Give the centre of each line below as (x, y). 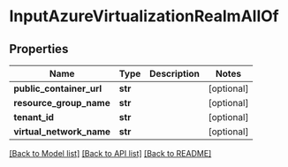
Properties (39, 49)
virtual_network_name (62, 132)
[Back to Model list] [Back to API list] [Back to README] (110, 153)
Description (175, 74)
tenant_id (34, 117)
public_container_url (58, 88)
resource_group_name (62, 103)
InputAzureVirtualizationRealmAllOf (144, 16)
